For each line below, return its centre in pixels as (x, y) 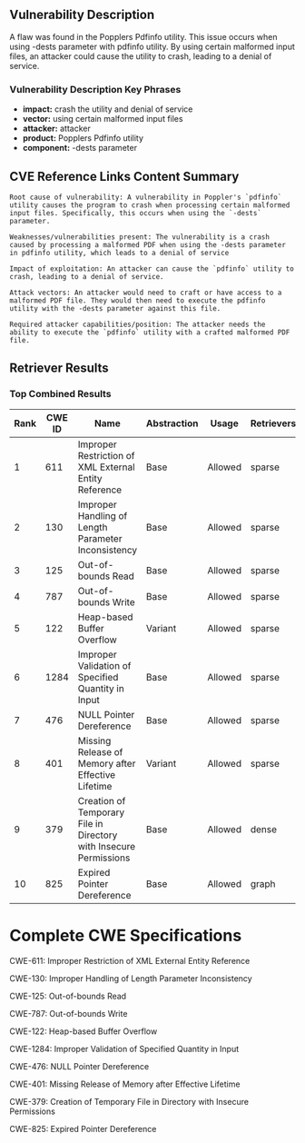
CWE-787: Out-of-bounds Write (69, 1013)
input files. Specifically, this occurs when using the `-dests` (135, 213)
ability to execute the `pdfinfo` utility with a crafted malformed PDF (150, 332)
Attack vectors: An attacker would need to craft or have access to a (146, 293)
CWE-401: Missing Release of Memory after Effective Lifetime (125, 1084)
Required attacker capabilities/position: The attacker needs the (138, 324)
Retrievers (273, 423)
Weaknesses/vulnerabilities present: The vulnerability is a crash (140, 237)
